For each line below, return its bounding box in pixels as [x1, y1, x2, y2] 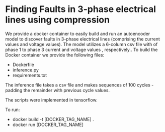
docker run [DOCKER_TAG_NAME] [12, 121, 84, 127]
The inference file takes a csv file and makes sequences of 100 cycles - [5, 81, 154, 88]
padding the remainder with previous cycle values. [5, 87, 110, 93]
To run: [5, 106, 20, 112]
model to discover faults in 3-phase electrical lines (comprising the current [5, 36, 160, 42]
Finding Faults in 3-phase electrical [5, 3, 156, 15]
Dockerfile [12, 61, 34, 67]
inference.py [12, 66, 39, 73]
